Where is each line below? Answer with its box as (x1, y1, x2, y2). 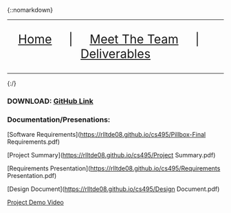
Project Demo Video (7, 199, 64, 207)
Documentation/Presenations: (7, 115, 111, 124)
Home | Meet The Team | (18, 32, 200, 47)
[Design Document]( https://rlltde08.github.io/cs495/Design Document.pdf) (7, 185, 220, 193)
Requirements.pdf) (7, 137, 60, 146)
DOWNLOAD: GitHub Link (7, 96, 94, 106)
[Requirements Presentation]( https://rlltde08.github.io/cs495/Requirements (7, 164, 221, 172)
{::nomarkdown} (7, 6, 54, 14)
